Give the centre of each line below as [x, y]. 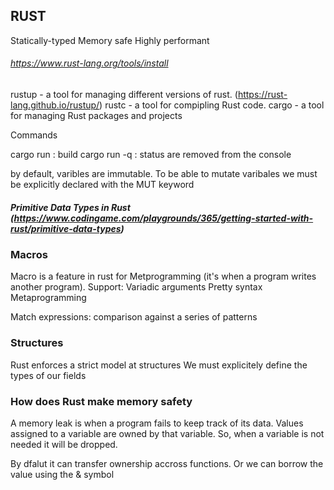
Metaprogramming [48, 298]
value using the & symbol [62, 474]
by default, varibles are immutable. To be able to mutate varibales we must [164, 174]
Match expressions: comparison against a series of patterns [134, 317]
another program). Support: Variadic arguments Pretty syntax [136, 287]
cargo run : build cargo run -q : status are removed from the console [151, 155]
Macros [29, 254]
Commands [34, 135]
